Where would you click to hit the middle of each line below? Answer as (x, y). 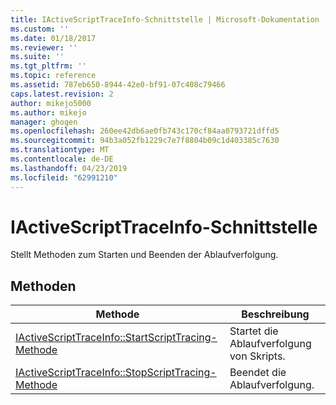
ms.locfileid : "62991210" (64, 177)
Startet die (254, 331)
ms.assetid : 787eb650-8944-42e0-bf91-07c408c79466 (118, 85)
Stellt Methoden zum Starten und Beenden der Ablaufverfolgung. (144, 255)
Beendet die (258, 373)
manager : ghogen (44, 122)
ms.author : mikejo (48, 112)
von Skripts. (257, 356)
